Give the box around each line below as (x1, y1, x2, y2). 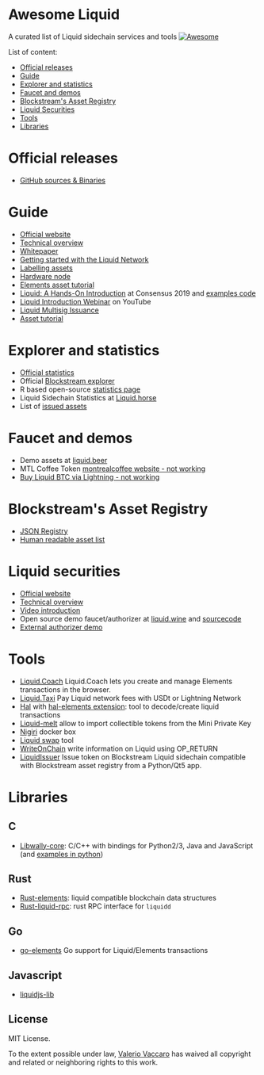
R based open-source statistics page (19, 384, 141, 394)
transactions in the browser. (19, 684, 111, 694)
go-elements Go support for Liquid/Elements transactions (19, 946, 209, 955)
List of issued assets (19, 401, 87, 411)
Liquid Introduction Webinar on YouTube (19, 296, 151, 306)
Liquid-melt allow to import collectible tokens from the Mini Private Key (19, 718, 251, 728)
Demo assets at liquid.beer (19, 455, 108, 465)
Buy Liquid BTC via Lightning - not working (19, 472, 160, 481)
